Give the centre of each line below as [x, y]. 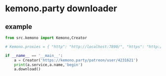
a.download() [27, 69]
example [19, 27]
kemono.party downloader [61, 9]
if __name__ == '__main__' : [34, 55]
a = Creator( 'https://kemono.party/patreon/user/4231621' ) [76, 60]
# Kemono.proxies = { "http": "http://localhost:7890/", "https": [75, 47]
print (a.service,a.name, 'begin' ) [48, 65]
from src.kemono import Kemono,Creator [46, 38]
